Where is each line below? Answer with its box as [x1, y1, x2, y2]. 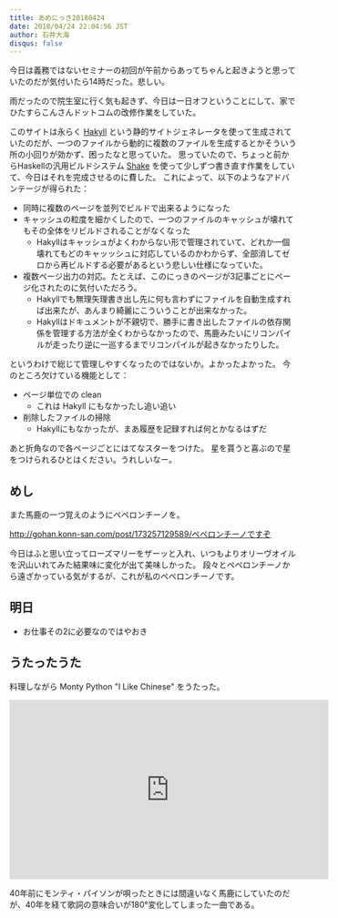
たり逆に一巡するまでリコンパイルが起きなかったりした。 [67, 339, 284, 351]
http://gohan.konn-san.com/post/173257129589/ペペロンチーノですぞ [9, 529, 271, 540]
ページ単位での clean [22, 389, 102, 401]
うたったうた [9, 655, 82, 670]
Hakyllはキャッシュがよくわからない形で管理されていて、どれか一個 [36, 237, 291, 248]
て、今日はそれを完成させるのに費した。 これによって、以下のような [9, 172, 266, 183]
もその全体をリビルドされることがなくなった [22, 225, 191, 237]
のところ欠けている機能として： [9, 370, 129, 381]
